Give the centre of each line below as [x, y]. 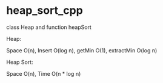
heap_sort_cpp [45, 11]
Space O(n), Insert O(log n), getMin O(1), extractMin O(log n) [82, 50]
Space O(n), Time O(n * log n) [44, 73]
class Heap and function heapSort [49, 27]
